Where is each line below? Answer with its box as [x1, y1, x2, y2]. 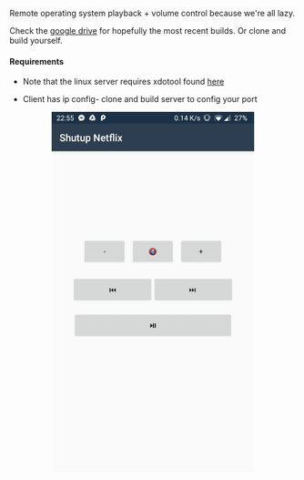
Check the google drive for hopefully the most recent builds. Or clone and [9, 26, 287, 36]
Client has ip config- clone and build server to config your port [22, 94, 258, 105]
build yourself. [9, 36, 64, 46]
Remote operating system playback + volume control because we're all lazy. [9, 8, 296, 18]
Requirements [9, 56, 65, 66]
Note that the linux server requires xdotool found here [22, 77, 225, 87]
